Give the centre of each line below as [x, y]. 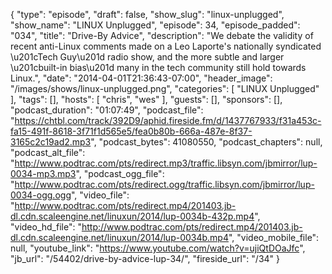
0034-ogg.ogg [41, 195]
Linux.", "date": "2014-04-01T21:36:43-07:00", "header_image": [141, 78]
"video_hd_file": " [46, 227]
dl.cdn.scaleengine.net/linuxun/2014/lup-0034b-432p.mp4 [132, 216]
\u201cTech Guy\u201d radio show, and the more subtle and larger [147, 57]
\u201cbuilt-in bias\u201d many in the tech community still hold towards [158, 67]
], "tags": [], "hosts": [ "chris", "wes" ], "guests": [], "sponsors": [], [146, 99]
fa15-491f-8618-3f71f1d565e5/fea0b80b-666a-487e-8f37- [131, 131]
